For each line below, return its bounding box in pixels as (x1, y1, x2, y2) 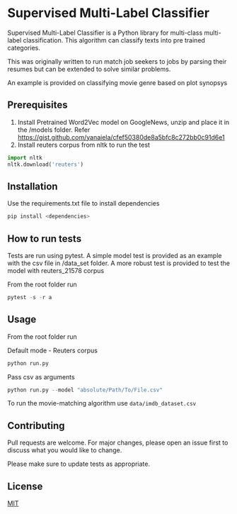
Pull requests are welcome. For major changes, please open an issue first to (7, 438, 229, 447)
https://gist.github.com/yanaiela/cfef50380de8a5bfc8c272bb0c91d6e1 (17, 133, 225, 141)
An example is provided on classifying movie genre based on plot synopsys (7, 78, 228, 86)
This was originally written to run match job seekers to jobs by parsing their (7, 57, 227, 65)
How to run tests (7, 233, 82, 245)
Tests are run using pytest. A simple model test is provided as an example (7, 252, 222, 259)
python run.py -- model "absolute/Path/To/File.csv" (7, 386, 163, 393)
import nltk (7, 154, 42, 161)
